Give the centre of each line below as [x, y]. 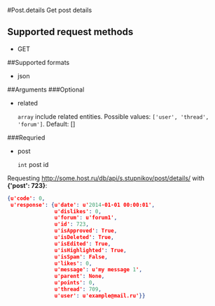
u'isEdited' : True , [83, 244]
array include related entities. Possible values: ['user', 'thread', [113, 116]
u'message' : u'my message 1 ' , [98, 270]
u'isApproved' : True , [86, 231]
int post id [33, 164]
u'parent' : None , [79, 276]
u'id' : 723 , [72, 224]
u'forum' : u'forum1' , [86, 218]
